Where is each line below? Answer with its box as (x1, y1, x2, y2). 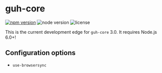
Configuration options (5, 49, 76, 57)
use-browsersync (12, 63, 47, 68)
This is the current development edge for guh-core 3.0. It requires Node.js (5, 29, 157, 35)
